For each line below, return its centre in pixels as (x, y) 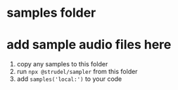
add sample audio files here (89, 45)
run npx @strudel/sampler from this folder (77, 72)
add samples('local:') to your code (69, 79)
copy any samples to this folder (62, 64)
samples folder (51, 13)
